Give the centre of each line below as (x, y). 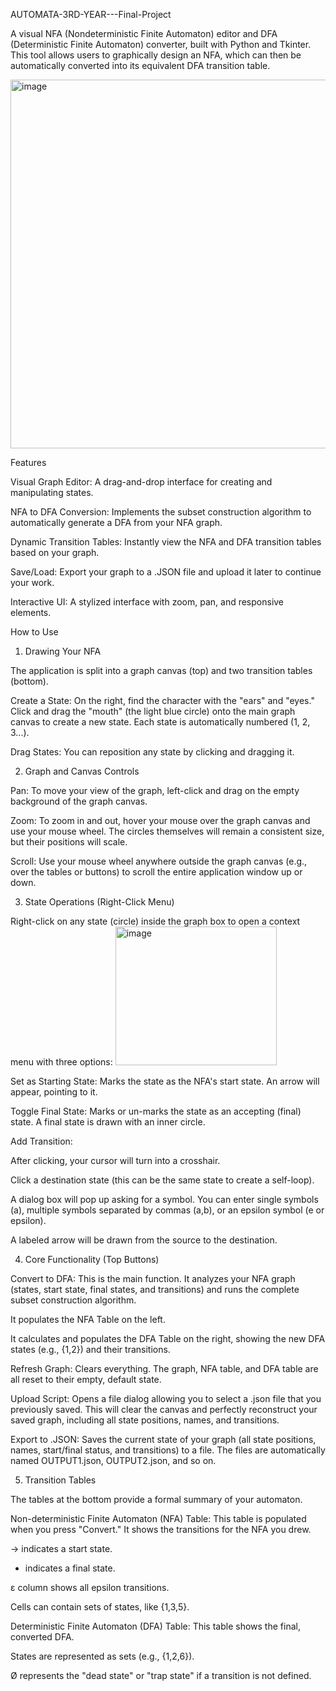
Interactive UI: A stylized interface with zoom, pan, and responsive (147, 602)
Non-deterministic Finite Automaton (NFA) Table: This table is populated (158, 1518)
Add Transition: (41, 1141)
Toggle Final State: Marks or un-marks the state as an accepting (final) (156, 1111)
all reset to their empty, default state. (86, 1379)
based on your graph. (55, 552)
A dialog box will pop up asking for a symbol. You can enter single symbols (164, 1199)
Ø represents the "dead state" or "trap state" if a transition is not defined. (161, 1675)
